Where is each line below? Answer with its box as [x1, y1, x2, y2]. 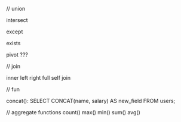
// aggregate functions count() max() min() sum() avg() [6, 109, 140, 115]
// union [6, 5, 26, 12]
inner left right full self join [6, 74, 70, 81]
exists [6, 40, 21, 46]
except [6, 28, 23, 35]
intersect [6, 17, 28, 23]
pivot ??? [6, 51, 28, 58]
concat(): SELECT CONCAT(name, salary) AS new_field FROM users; [6, 98, 176, 104]
